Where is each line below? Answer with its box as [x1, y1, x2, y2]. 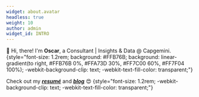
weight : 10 [6, 20, 33, 26]
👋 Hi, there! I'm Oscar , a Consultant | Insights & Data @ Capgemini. [6, 47, 172, 54]
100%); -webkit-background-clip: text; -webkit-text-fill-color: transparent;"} [6, 66, 193, 73]
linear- [161, 54, 177, 61]
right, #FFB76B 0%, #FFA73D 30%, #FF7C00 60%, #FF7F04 [35, 60, 185, 67]
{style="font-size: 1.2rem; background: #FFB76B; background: [6, 54, 160, 61]
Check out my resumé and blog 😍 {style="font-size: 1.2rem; [6, 78, 156, 85]
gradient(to [6, 60, 34, 67]
